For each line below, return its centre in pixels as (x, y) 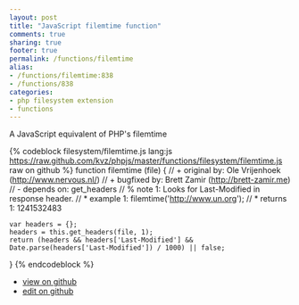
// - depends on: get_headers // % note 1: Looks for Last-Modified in (135, 189)
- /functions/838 (42, 84)
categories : (31, 92)
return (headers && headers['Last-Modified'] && (101, 240)
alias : (21, 68)
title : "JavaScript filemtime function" (86, 26)
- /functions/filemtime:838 (62, 76)
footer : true (33, 51)
